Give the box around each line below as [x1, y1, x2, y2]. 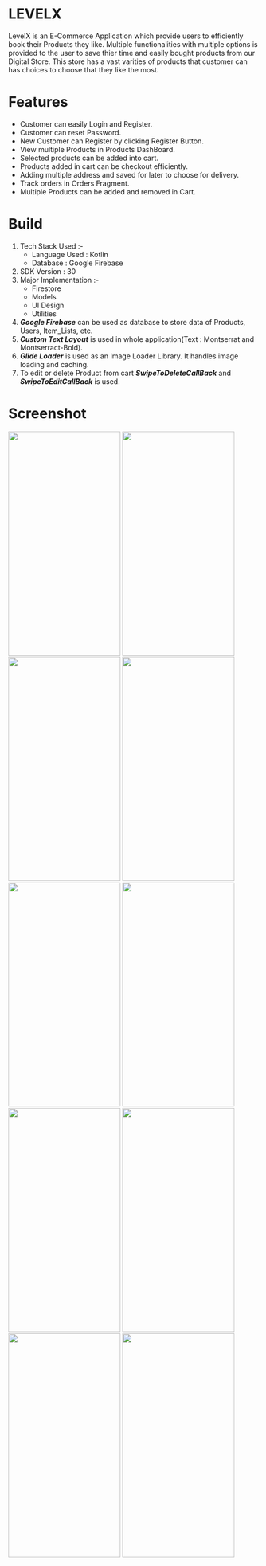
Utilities [31, 308, 57, 319]
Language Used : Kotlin [31, 249, 109, 259]
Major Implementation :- [19, 275, 100, 284]
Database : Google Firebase [31, 258, 123, 268]
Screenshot [8, 405, 87, 422]
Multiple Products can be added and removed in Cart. [19, 186, 197, 196]
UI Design [31, 300, 65, 310]
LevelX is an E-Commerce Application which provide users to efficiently [8, 31, 244, 41]
